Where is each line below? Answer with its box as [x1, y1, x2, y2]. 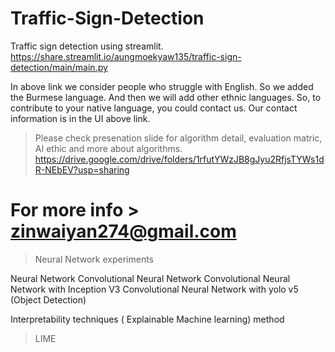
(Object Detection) [10, 293, 87, 306]
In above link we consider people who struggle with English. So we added [10, 80, 314, 92]
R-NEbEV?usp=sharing [34, 163, 130, 176]
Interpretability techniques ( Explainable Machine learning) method [10, 313, 285, 325]
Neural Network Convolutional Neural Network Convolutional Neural [10, 272, 291, 284]
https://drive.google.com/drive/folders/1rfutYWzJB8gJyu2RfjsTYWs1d [34, 153, 325, 165]
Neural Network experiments [34, 253, 155, 265]
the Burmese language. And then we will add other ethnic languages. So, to [10, 91, 322, 103]
